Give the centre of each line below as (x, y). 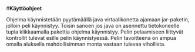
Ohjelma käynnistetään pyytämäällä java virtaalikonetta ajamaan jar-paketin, (98, 19)
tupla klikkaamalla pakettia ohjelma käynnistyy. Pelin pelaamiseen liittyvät (95, 32)
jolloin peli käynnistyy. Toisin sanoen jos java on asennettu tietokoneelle (93, 26)
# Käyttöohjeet (24, 8)
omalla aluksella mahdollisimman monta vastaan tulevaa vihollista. (86, 44)
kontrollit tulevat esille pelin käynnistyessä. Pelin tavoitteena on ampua (91, 38)
